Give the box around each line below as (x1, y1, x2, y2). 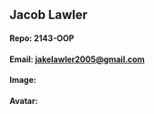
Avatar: (9, 95, 38, 106)
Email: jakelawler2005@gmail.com (9, 54, 145, 65)
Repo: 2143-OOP (9, 32, 75, 44)
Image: (9, 75, 36, 86)
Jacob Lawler (9, 7, 88, 23)
